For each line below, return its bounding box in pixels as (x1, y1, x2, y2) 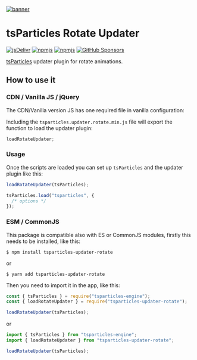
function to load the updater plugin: (6, 124, 93, 131)
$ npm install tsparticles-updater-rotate (6, 249, 113, 255)
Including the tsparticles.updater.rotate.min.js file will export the (6, 118, 173, 125)
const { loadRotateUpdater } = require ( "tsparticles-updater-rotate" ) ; (6, 299, 187, 304)
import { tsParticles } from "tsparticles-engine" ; (6, 332, 137, 338)
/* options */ (11, 198, 46, 204)
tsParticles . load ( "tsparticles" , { (6, 192, 95, 198)
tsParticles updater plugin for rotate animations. (6, 57, 123, 65)
